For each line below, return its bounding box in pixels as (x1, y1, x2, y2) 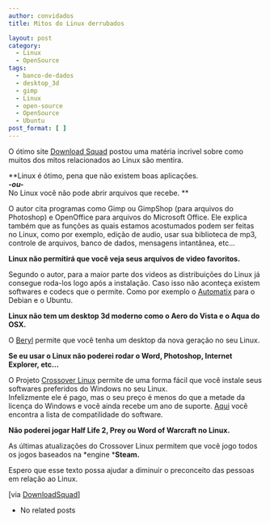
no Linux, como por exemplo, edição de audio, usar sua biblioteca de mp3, (8, 229, 257, 239)
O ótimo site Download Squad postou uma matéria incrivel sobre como (8, 147, 244, 156)
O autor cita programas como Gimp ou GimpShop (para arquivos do (8, 203, 234, 213)
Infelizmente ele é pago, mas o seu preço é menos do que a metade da (8, 392, 245, 402)
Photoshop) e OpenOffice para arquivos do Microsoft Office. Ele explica (8, 212, 248, 222)
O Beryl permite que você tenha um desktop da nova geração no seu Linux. (8, 335, 260, 345)
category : (8, 41, 42, 49)
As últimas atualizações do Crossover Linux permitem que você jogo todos (8, 440, 258, 450)
